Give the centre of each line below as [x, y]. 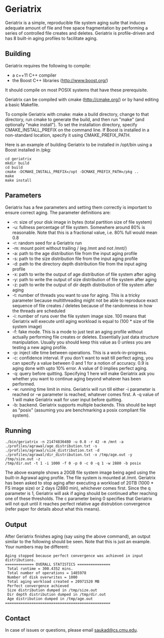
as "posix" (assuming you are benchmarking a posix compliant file [79, 410]
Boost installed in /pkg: [28, 150]
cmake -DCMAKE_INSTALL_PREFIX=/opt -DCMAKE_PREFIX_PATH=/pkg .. [72, 172]
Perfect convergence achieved [38, 586]
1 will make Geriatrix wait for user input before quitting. [67, 400]
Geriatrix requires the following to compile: [48, 65]
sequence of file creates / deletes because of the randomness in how [82, 305]
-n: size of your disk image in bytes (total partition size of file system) [82, 222]
